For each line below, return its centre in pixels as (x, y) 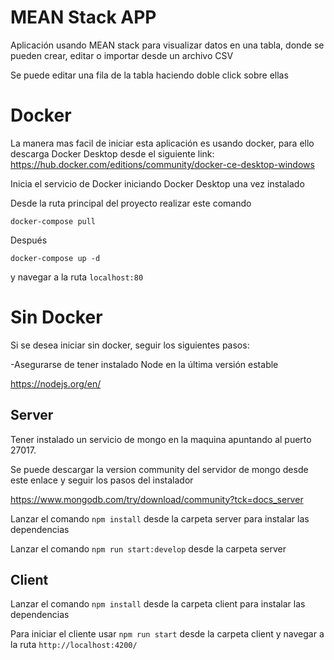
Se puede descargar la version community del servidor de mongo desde (159, 469)
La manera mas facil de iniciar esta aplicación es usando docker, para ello (162, 143)
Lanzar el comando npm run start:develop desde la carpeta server (148, 548)
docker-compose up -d (55, 258)
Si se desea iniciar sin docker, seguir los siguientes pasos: (130, 345)
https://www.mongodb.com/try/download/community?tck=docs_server (157, 499)
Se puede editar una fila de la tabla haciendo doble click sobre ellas (149, 75)
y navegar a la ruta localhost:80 (77, 277)
